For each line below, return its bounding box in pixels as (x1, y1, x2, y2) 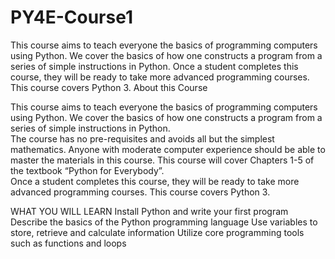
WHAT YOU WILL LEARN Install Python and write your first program (10, 205, 289, 217)
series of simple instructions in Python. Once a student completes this (10, 60, 299, 72)
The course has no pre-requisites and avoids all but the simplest (10, 132, 275, 145)
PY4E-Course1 (10, 6, 133, 29)
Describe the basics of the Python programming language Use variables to (10, 216, 318, 228)
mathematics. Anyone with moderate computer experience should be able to (10, 143, 326, 155)
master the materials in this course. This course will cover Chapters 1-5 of (10, 154, 315, 166)
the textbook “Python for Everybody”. (10, 164, 165, 176)
